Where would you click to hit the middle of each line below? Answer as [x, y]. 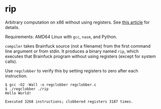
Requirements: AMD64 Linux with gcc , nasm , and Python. [61, 37]
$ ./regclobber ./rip [27, 89]
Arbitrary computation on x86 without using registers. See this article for [77, 22]
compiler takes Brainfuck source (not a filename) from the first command [78, 46]
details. [12, 27]
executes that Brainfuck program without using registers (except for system [80, 56]
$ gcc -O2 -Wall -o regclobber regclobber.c [51, 85]
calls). [11, 61]
